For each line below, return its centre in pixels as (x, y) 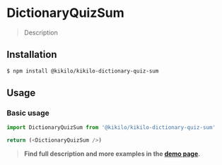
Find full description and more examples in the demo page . (112, 154)
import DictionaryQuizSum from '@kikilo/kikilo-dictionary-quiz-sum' (111, 128)
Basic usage (28, 113)
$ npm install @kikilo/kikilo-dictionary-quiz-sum (83, 71)
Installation (32, 55)
